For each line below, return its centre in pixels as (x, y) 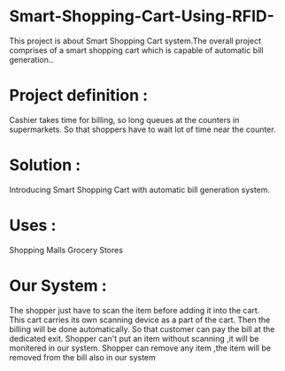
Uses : (33, 225)
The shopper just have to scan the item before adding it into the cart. (135, 310)
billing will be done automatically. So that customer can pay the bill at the (142, 328)
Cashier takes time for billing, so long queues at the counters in (124, 120)
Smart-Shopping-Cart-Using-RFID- (142, 16)
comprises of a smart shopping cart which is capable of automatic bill (136, 50)
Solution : (45, 165)
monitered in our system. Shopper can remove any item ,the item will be (140, 348)
